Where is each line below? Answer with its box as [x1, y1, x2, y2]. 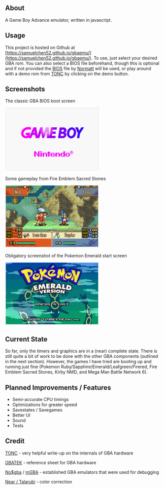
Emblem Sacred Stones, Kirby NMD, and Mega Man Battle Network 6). [5, 369, 148, 375]
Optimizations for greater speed [12, 402, 77, 408]
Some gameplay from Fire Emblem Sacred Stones [5, 176, 106, 182]
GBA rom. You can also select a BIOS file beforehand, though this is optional [5, 60, 160, 66]
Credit [5, 437, 25, 446]
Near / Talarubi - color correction [5, 479, 72, 485]
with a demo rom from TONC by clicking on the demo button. [5, 71, 129, 76]
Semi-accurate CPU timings [12, 397, 69, 403]
